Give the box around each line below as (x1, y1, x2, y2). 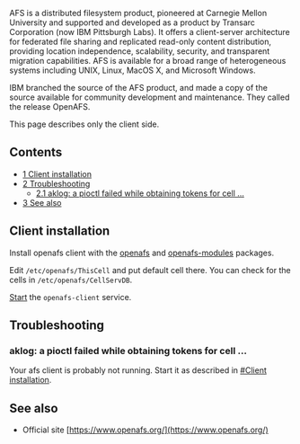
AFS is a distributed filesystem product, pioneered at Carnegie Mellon (9, 8, 268, 18)
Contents (9, 145, 63, 160)
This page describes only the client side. (9, 119, 160, 129)
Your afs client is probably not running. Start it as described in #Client (9, 365, 267, 376)
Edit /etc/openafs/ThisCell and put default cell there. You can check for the (9, 264, 291, 275)
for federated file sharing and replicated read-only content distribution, (9, 36, 272, 47)
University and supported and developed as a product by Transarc (9, 17, 256, 28)
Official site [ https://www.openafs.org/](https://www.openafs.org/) (22, 424, 269, 435)
